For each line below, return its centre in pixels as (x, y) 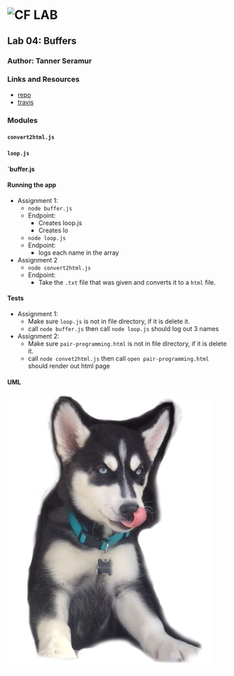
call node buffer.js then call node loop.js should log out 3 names (123, 328)
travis (25, 102)
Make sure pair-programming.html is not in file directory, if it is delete (127, 344)
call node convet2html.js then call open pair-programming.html (118, 358)
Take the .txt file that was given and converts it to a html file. (127, 282)
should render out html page (69, 366)
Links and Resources (43, 79)
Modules (23, 120)
